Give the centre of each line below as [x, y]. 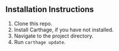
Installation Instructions [50, 10]
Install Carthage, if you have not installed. [64, 30]
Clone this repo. [33, 23]
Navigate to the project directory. [54, 36]
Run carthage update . [40, 42]
